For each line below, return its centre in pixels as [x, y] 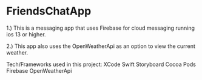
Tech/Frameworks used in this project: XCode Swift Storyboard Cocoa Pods [101, 64]
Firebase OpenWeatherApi [39, 70]
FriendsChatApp [49, 11]
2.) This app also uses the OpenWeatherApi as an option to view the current [101, 46]
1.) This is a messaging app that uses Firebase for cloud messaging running [101, 28]
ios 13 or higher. [26, 34]
